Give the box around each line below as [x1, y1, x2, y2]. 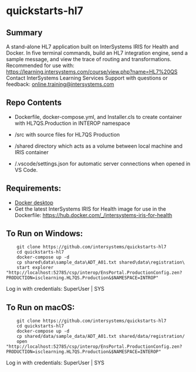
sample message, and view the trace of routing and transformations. [6, 56, 172, 62]
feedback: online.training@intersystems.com [6, 81, 114, 88]
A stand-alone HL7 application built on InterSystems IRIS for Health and [6, 43, 179, 50]
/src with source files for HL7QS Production [14, 131, 120, 138]
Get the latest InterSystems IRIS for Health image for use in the [14, 205, 166, 212]
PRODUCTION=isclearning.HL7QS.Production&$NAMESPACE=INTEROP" [6, 349, 161, 355]
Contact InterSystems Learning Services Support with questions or [6, 75, 168, 81]
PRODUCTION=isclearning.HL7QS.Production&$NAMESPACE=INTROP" [6, 275, 159, 281]
